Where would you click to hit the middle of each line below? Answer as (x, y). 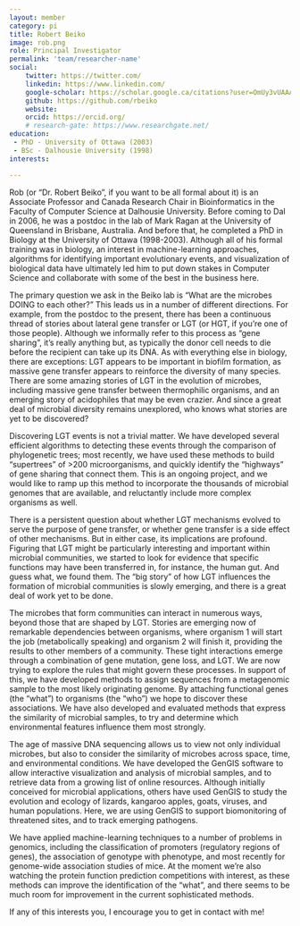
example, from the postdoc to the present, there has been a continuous (140, 314)
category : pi (33, 26)
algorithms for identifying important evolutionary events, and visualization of (150, 258)
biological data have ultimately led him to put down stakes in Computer (140, 268)
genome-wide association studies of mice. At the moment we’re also (135, 866)
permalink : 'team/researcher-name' (75, 59)
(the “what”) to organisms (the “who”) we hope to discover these (129, 698)
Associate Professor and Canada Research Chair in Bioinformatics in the (142, 201)
